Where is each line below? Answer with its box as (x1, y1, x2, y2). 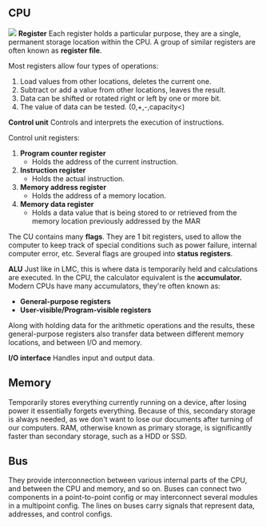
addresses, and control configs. (8, 509, 113, 519)
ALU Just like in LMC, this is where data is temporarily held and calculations (8, 263, 258, 274)
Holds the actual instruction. (31, 173, 125, 183)
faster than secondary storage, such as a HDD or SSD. (8, 431, 188, 441)
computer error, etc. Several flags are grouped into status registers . (8, 248, 233, 258)
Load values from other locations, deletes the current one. (19, 76, 212, 86)
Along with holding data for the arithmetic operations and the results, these (8, 320, 256, 330)
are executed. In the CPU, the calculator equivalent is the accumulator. (8, 272, 242, 282)
